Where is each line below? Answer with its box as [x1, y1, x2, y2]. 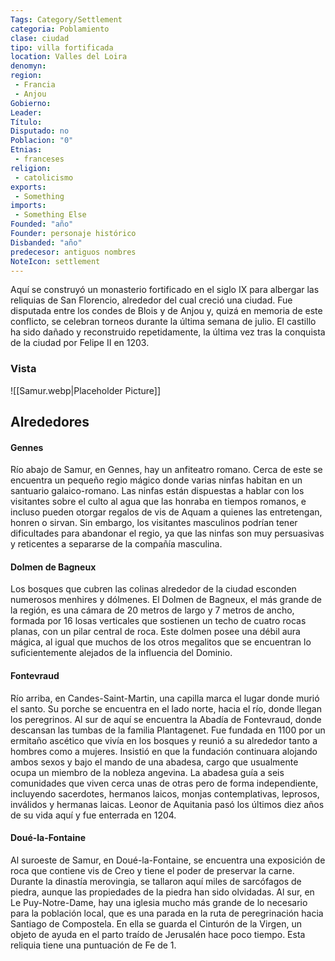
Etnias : [10, 145, 43, 155]
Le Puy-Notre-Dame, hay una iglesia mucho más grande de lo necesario [10, 896, 308, 908]
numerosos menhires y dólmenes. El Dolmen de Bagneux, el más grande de [10, 594, 323, 606]
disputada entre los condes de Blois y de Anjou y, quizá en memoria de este [10, 305, 323, 317]
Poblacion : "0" [10, 136, 74, 146]
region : [10, 71, 43, 81]
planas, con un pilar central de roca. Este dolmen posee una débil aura [10, 626, 301, 638]
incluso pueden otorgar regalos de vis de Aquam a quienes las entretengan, [10, 506, 323, 518]
